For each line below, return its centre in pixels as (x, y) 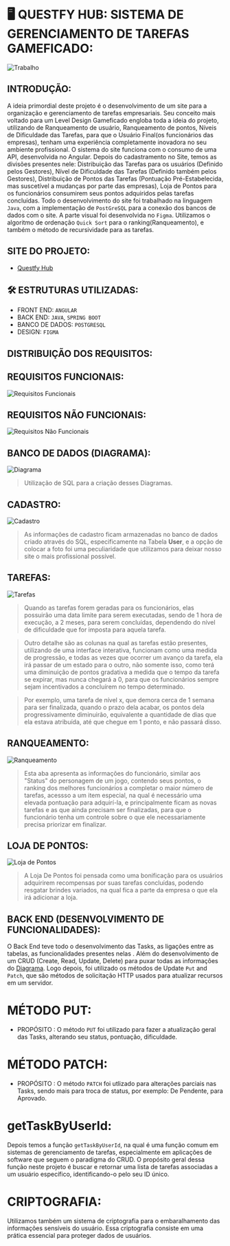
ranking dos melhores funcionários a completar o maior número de (118, 787)
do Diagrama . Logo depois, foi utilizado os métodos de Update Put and (107, 968)
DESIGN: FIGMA (38, 332)
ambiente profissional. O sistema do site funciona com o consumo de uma (112, 149)
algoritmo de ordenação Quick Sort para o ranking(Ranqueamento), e (106, 222)
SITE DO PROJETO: (49, 252)
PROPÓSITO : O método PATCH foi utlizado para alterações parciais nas (117, 1084)
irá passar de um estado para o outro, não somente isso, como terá (119, 665)
